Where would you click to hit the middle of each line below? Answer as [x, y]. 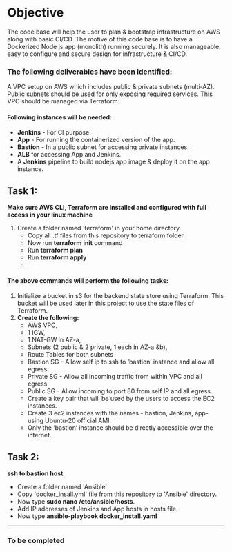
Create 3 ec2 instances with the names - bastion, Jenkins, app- [118, 413]
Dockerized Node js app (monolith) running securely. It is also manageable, [114, 46]
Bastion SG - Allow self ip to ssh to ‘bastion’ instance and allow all [121, 362]
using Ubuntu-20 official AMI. [69, 421]
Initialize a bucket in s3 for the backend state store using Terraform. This [120, 296]
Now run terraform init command [75, 243]
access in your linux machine [50, 215]
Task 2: [23, 457]
